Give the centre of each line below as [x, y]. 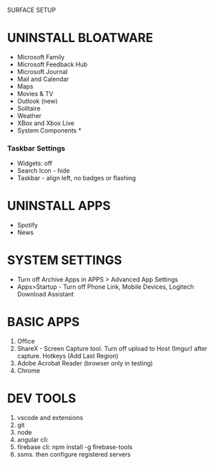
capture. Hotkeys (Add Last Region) [68, 356]
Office [26, 341]
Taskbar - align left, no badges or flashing [76, 178]
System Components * [49, 130]
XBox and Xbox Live [45, 123]
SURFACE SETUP [32, 10]
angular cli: [33, 439]
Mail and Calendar [43, 79]
